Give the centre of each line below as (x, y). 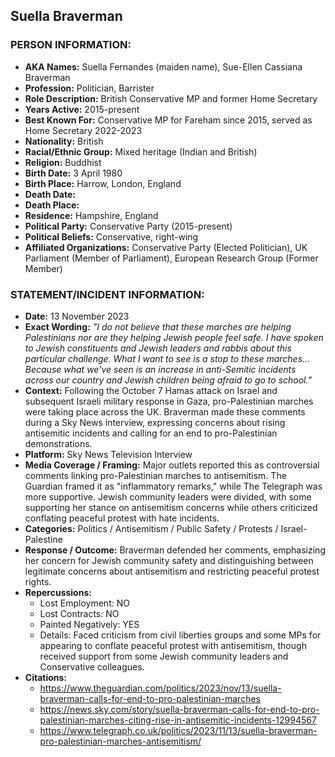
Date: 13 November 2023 (77, 316)
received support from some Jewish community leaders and (164, 656)
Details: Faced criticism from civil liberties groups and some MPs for (180, 635)
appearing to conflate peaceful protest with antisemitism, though (173, 645)
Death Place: (52, 205)
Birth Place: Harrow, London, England (103, 183)
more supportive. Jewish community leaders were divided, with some (168, 496)
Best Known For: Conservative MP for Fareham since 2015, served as (168, 120)
